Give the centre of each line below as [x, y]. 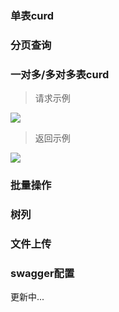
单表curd [32, 15]
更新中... [27, 297]
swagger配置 [42, 273]
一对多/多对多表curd [60, 74]
